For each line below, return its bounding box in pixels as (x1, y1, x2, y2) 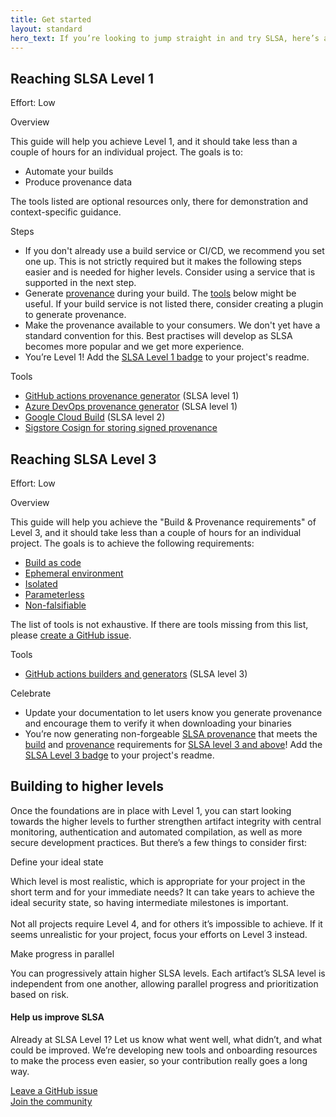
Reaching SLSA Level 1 (10, 70, 155, 87)
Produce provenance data (24, 176, 133, 188)
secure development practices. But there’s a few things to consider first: (10, 836, 308, 848)
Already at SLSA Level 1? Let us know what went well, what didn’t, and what (10, 1034, 323, 1046)
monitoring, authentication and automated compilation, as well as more (10, 826, 303, 838)
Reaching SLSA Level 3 (10, 451, 157, 468)
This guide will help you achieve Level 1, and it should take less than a (10, 136, 298, 148)
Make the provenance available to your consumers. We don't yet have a (24, 319, 321, 331)
